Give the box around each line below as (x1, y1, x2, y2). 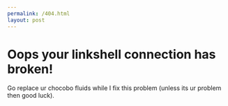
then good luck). (7, 91, 54, 100)
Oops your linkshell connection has (7, 46, 216, 62)
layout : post (7, 17, 45, 24)
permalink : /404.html (7, 10, 70, 17)
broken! (7, 61, 54, 77)
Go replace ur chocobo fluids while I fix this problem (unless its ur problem (7, 84, 222, 92)
